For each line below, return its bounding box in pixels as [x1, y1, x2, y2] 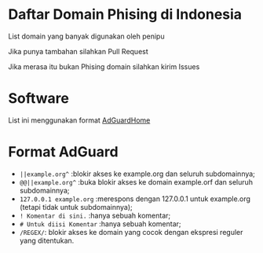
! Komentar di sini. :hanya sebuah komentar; [19, 211, 171, 220]
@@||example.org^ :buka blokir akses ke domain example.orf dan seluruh [19, 177, 254, 186]
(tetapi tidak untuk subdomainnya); [19, 202, 133, 211]
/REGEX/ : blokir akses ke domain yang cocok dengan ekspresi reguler [19, 227, 243, 236]
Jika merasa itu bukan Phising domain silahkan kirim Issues [8, 61, 200, 71]
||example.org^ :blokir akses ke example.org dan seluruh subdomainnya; [19, 169, 255, 178]
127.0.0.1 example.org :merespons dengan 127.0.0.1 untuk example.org [19, 194, 251, 203]
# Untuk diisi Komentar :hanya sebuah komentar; [19, 218, 182, 229]
